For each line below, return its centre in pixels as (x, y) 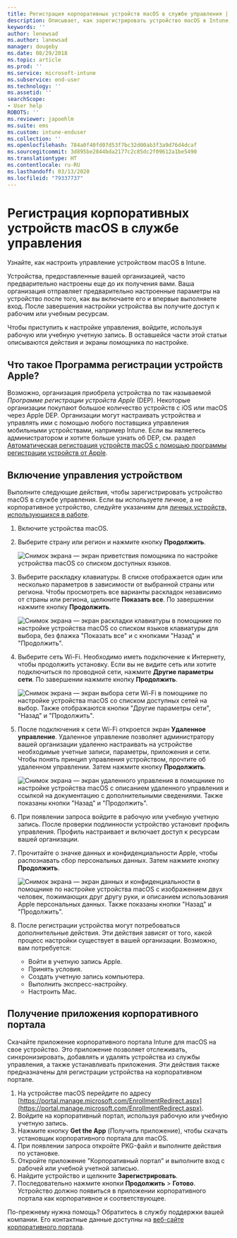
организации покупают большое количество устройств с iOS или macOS (117, 408)
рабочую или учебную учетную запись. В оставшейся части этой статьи (117, 335)
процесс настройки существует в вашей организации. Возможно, (117, 941)
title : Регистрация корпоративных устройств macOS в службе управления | (118, 14)
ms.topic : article (34, 60)
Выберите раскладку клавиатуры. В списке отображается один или (120, 577)
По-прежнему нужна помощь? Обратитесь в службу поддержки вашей (116, 1212)
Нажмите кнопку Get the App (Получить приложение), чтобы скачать (122, 1131)
